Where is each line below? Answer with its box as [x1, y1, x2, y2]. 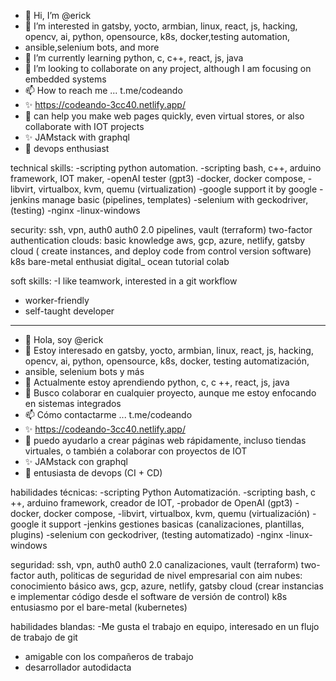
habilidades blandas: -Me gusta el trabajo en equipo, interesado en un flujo [10, 621, 320, 632]
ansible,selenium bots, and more [24, 41, 160, 53]
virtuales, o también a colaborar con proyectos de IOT [24, 445, 248, 457]
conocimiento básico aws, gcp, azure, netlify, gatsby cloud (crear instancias [10, 580, 324, 592]
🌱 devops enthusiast [24, 143, 110, 154]
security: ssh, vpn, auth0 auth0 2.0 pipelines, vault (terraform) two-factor [10, 224, 313, 235]
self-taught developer [24, 305, 115, 317]
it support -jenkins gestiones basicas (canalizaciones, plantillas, [41, 518, 305, 530]
